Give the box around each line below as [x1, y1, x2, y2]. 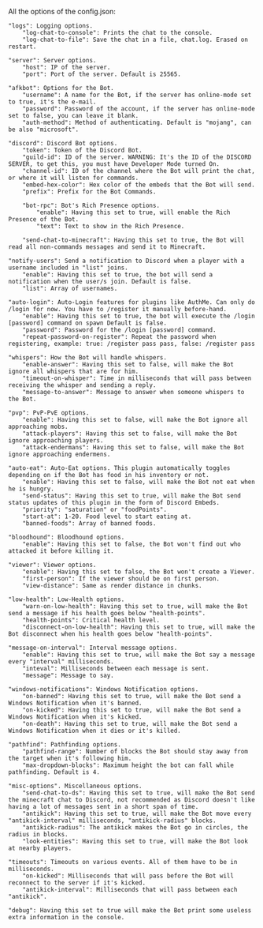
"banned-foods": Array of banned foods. [22, 520, 157, 528]
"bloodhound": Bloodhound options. [8, 533, 125, 541]
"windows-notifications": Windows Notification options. [8, 686, 199, 693]
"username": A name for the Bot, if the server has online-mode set [22, 91, 252, 99]
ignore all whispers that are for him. [8, 367, 139, 375]
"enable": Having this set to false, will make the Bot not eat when [22, 478, 256, 486]
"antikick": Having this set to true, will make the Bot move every [22, 810, 252, 817]
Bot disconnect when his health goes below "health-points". [8, 630, 213, 638]
